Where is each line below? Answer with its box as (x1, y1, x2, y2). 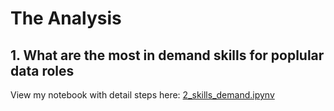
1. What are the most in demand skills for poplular (10, 47, 325, 64)
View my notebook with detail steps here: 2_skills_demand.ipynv (10, 89, 275, 101)
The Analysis (10, 7, 122, 30)
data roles (10, 62, 75, 79)
